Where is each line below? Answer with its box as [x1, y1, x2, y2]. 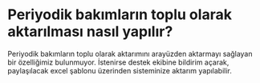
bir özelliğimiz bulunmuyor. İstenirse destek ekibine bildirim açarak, [7, 57, 230, 67]
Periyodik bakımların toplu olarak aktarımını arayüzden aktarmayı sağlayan [7, 49, 253, 58]
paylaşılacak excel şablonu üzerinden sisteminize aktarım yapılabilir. [7, 65, 232, 75]
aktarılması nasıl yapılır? [7, 22, 173, 41]
